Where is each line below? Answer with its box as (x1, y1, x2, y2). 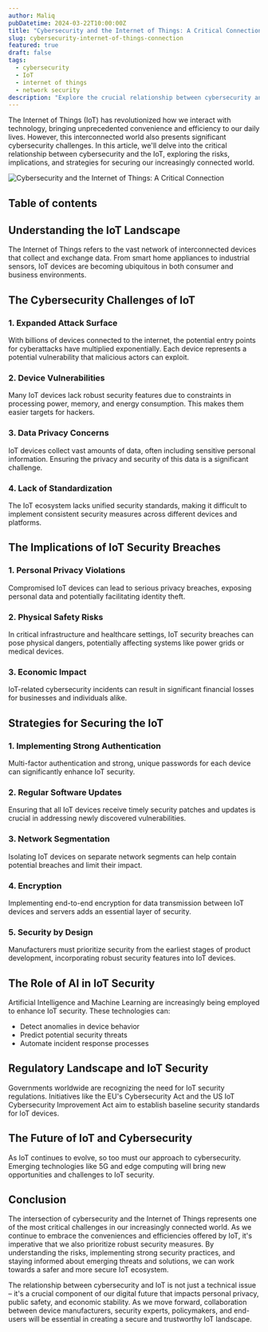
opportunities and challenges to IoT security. (8, 1170, 156, 1179)
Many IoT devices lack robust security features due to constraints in (8, 391, 231, 400)
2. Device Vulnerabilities (8, 372, 105, 384)
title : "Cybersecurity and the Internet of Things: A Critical (8, 26, 223, 34)
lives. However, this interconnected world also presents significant (8, 133, 227, 142)
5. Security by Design (8, 926, 93, 937)
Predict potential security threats (19, 1030, 128, 1040)
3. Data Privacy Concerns (8, 427, 109, 439)
